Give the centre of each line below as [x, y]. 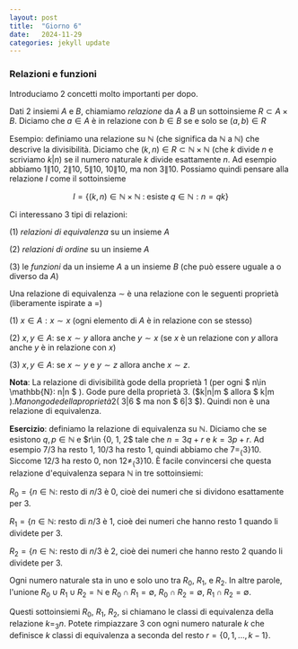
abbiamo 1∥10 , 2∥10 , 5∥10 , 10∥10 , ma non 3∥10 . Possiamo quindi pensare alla [149, 169]
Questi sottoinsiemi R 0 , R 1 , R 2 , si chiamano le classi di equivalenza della [141, 613]
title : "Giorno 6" [46, 26]
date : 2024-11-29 [46, 34]
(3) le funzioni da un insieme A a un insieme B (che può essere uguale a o [145, 267]
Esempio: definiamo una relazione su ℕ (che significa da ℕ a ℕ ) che [135, 138]
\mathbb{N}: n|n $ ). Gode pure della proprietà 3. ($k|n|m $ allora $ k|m [142, 391]
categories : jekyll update [60, 43]
